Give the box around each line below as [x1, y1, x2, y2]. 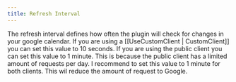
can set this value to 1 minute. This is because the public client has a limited [7, 52, 228, 60]
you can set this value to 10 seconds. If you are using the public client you [7, 44, 223, 53]
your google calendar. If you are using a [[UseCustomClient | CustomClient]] [7, 36, 230, 46]
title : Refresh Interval [7, 10, 81, 18]
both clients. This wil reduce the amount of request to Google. [7, 67, 188, 75]
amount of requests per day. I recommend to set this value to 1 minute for [7, 59, 221, 67]
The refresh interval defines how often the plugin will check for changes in [7, 29, 224, 38]
